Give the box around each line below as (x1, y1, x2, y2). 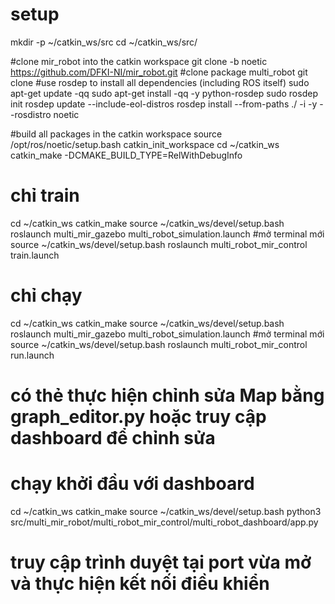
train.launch (10, 249, 60, 261)
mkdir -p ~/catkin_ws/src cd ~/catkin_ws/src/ (10, 36, 198, 48)
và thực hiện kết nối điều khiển (10, 573, 270, 595)
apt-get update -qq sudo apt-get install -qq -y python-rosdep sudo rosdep (10, 87, 318, 99)
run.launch (10, 349, 55, 361)
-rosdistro (10, 108, 52, 120)
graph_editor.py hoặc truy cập (10, 406, 267, 428)
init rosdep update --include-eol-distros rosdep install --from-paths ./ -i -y (10, 98, 318, 110)
